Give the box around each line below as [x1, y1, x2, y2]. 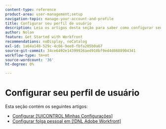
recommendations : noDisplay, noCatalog [5, 39, 87, 44]
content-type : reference [5, 7, 56, 12]
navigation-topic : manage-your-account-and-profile [5, 16, 114, 21]
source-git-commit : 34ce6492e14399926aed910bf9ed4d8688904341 [5, 48, 136, 53]
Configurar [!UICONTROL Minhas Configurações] [12, 113, 113, 119]
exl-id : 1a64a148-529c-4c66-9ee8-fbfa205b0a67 [5, 44, 103, 49]
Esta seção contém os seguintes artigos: [5, 103, 88, 109]
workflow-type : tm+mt [5, 52, 50, 58]
